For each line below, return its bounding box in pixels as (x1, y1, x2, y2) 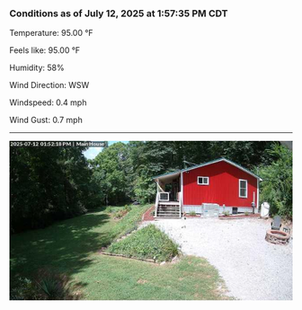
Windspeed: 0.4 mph (9, 97, 87, 108)
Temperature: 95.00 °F (9, 28, 93, 39)
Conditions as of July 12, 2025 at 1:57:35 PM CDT (9, 7, 228, 20)
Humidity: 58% (9, 62, 65, 74)
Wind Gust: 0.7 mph (9, 115, 83, 126)
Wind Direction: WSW (9, 80, 90, 91)
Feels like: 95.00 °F (9, 45, 81, 56)
